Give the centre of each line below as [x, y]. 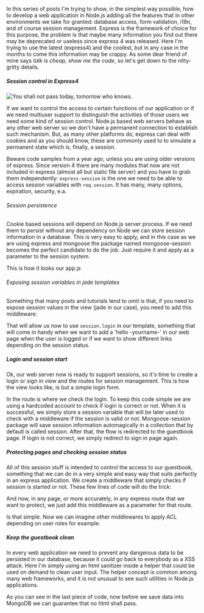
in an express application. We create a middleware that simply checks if [96, 480]
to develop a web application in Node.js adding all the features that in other [100, 15]
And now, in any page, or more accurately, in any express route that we [95, 498]
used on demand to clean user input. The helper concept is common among [101, 572]
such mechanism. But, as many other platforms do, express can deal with [98, 134]
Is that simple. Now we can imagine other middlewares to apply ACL [92, 517]
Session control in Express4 [43, 81]
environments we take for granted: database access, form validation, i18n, [99, 22]
